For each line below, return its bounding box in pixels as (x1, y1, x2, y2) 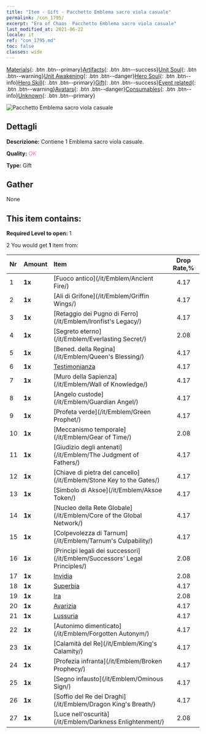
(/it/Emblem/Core (53, 511, 104, 520)
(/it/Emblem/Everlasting (53, 335, 121, 344)
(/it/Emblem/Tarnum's (53, 536, 116, 545)
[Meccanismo (53, 425, 93, 434)
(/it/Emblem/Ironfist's (53, 317, 115, 326)
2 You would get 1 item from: (6, 242, 78, 249)
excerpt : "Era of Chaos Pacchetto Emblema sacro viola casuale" (6, 20, 177, 26)
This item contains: (6, 213, 82, 224)
